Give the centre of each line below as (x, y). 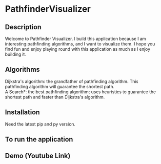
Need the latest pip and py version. (40, 124)
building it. (16, 54)
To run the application (39, 139)
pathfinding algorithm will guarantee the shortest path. (60, 86)
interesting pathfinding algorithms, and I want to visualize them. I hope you (80, 44)
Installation (22, 113)
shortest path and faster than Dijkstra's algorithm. (55, 97)
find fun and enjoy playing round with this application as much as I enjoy (78, 49)
